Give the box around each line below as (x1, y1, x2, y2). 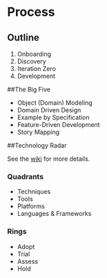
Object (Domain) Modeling (17, 99, 93, 107)
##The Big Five (7, 86, 50, 93)
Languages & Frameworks (17, 210, 92, 218)
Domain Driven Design (17, 106, 81, 114)
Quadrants (7, 172, 43, 181)
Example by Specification (17, 113, 90, 121)
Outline (7, 32, 39, 43)
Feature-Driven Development (17, 121, 100, 128)
